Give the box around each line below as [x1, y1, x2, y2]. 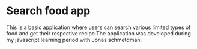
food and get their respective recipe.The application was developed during [6, 30, 191, 37]
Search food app [6, 4, 91, 18]
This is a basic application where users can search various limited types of [6, 24, 191, 31]
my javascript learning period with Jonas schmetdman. [6, 36, 142, 43]
